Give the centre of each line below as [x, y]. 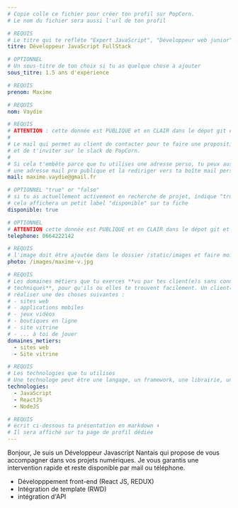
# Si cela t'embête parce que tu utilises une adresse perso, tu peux [114, 164]
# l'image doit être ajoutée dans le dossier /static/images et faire [114, 255]
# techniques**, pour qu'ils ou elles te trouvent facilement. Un [107, 288]
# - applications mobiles [45, 308]
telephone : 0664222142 [41, 236]
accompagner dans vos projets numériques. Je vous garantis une [103, 460]
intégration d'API [42, 497]
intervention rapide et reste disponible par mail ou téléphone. [96, 468]
